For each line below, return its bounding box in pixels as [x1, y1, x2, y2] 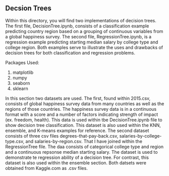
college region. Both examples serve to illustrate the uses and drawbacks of [5, 44, 163, 50]
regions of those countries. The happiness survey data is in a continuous [5, 106, 157, 112]
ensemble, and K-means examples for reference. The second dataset [5, 127, 149, 134]
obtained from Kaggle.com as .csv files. [5, 165, 88, 171]
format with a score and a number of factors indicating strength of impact [5, 111, 158, 117]
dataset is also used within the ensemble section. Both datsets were [5, 159, 146, 166]
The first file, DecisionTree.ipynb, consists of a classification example [5, 23, 149, 29]
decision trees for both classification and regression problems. [5, 50, 135, 56]
